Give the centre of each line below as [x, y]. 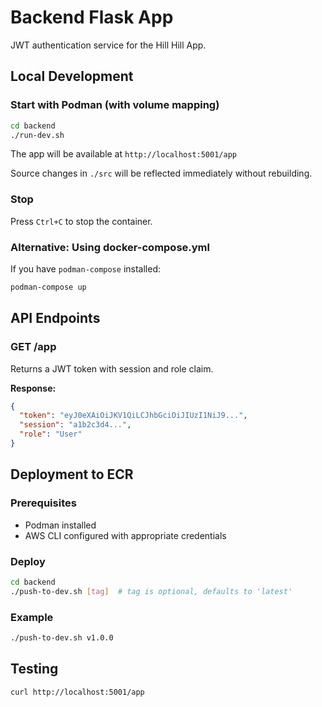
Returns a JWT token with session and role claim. [112, 368]
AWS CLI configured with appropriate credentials [125, 535]
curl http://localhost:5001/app [77, 692]
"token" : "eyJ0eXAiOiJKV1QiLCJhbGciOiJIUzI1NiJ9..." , [133, 416]
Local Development [72, 76]
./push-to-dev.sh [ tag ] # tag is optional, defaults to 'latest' [151, 591]
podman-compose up [48, 287]
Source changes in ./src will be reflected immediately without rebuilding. [161, 173]
